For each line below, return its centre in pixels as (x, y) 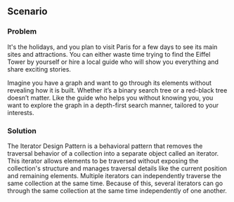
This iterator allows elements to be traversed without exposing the (103, 161)
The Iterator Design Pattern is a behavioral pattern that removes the (105, 146)
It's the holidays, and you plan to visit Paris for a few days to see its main (112, 47)
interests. (21, 112)
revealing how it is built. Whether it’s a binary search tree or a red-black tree (117, 90)
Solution (22, 130)
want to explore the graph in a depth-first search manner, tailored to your (113, 105)
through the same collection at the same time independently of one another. (117, 190)
